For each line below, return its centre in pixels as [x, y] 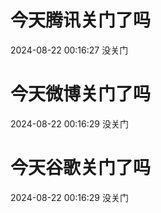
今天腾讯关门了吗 [81, 20]
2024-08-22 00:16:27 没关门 [69, 50]
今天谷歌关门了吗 [81, 168]
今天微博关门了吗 [81, 94]
